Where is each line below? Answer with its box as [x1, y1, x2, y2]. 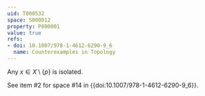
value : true [7, 29, 41, 37]
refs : [7, 36, 23, 43]
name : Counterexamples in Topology [13, 49, 116, 56]
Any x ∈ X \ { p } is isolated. [7, 67, 84, 76]
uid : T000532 [7, 10, 45, 17]
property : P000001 [7, 23, 60, 30]
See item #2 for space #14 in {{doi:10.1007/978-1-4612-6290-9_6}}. [7, 81, 199, 89]
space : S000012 [7, 17, 51, 23]
